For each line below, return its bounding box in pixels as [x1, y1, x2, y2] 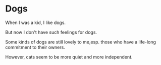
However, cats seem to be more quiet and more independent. [5, 53, 133, 60]
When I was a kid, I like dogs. [5, 19, 66, 25]
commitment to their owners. [5, 44, 66, 50]
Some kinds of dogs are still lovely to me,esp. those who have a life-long [5, 38, 156, 45]
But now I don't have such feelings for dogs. [5, 29, 97, 35]
